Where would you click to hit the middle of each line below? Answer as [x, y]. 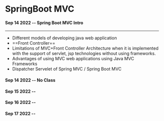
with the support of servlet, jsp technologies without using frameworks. [84, 53]
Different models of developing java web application [64, 38]
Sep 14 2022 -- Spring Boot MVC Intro [44, 22]
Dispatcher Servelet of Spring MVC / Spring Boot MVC [67, 69]
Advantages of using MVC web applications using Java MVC [73, 59]
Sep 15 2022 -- [20, 91]
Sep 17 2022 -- [20, 113]
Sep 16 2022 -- [20, 103]
